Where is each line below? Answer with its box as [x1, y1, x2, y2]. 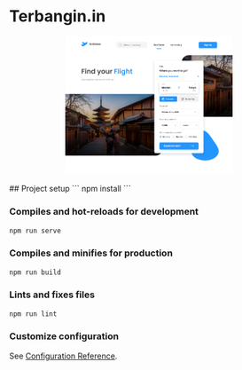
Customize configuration [9, 330, 120, 342]
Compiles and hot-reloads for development [9, 205, 199, 217]
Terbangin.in [9, 6, 106, 27]
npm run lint [9, 310, 58, 319]
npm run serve [9, 226, 62, 235]
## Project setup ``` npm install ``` [9, 183, 131, 193]
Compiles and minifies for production [9, 247, 173, 259]
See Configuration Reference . [9, 350, 118, 361]
